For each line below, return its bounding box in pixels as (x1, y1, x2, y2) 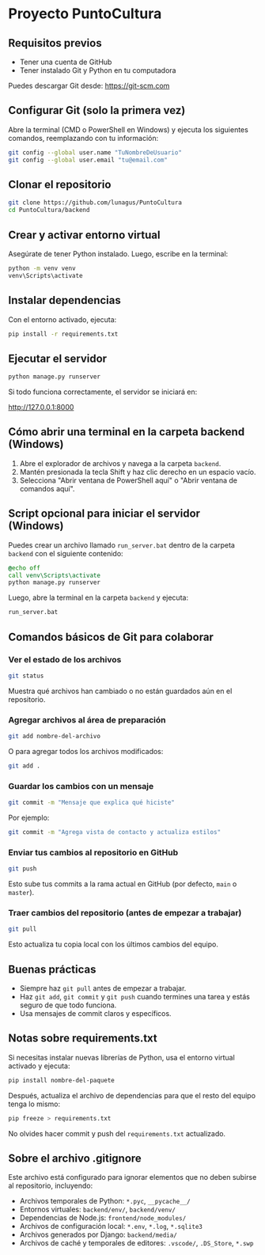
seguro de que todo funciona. (19, 1000, 117, 1010)
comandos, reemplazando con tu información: (8, 133, 159, 142)
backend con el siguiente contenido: (8, 548, 124, 558)
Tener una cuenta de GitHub (19, 57, 112, 66)
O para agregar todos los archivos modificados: (8, 746, 164, 756)
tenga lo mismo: (8, 1099, 61, 1109)
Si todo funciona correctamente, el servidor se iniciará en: (8, 387, 198, 396)
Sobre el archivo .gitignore (8, 1151, 142, 1165)
